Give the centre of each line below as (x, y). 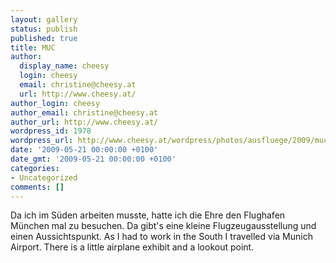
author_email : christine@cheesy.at (84, 112)
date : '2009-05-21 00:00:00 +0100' (84, 150)
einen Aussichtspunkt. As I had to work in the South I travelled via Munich (161, 237)
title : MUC (33, 47)
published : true (44, 38)
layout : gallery (44, 19)
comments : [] (37, 187)
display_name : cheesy (64, 66)
